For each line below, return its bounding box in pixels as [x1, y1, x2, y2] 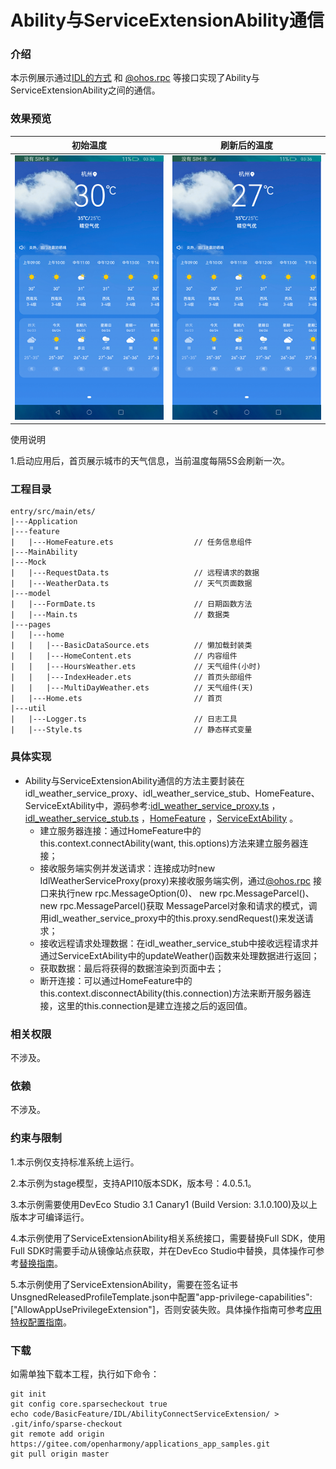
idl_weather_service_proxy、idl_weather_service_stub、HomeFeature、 [24, 787, 320, 799]
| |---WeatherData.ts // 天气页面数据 [10, 579, 253, 589]
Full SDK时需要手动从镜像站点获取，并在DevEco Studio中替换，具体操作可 [10, 1244, 317, 1256]
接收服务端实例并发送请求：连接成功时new [39, 862, 216, 874]
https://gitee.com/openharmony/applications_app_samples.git [10, 1439, 271, 1449]
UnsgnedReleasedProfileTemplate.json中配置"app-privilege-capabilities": [10, 1291, 313, 1303]
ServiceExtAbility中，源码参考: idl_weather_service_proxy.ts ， [24, 799, 281, 811]
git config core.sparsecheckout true [10, 1399, 168, 1409]
